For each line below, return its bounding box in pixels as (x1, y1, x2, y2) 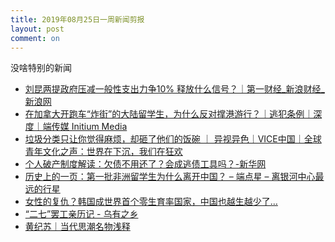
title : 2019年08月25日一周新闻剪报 (10, 14, 145, 25)
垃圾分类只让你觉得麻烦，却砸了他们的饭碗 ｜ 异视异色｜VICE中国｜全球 (24, 133, 322, 145)
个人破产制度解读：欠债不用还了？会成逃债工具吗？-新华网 (24, 158, 267, 170)
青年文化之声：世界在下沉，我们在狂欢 (24, 146, 183, 158)
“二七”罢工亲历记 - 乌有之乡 (24, 208, 139, 220)
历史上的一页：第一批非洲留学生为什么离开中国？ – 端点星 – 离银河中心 (24, 171, 316, 183)
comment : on (10, 33, 60, 43)
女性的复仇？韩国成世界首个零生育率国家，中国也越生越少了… (24, 196, 278, 208)
